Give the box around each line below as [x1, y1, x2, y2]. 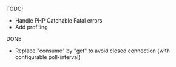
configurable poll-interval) [15, 54, 81, 60]
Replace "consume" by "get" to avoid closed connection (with [15, 47, 170, 54]
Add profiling [15, 24, 48, 30]
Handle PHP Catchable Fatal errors [15, 17, 103, 24]
